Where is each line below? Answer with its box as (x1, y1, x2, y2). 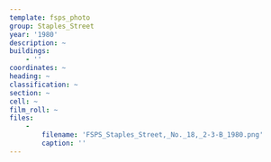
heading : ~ (9, 72, 50, 81)
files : (9, 113, 34, 122)
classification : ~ (9, 80, 78, 89)
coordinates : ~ (9, 64, 67, 73)
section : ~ (9, 88, 50, 97)
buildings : (9, 47, 50, 56)
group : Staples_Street (9, 22, 95, 31)
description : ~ (9, 38, 67, 48)
